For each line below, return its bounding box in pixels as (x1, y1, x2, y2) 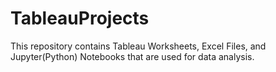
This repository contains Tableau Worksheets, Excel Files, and (10, 40, 267, 52)
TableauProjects (10, 7, 150, 30)
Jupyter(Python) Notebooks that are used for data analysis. (10, 50, 255, 62)
